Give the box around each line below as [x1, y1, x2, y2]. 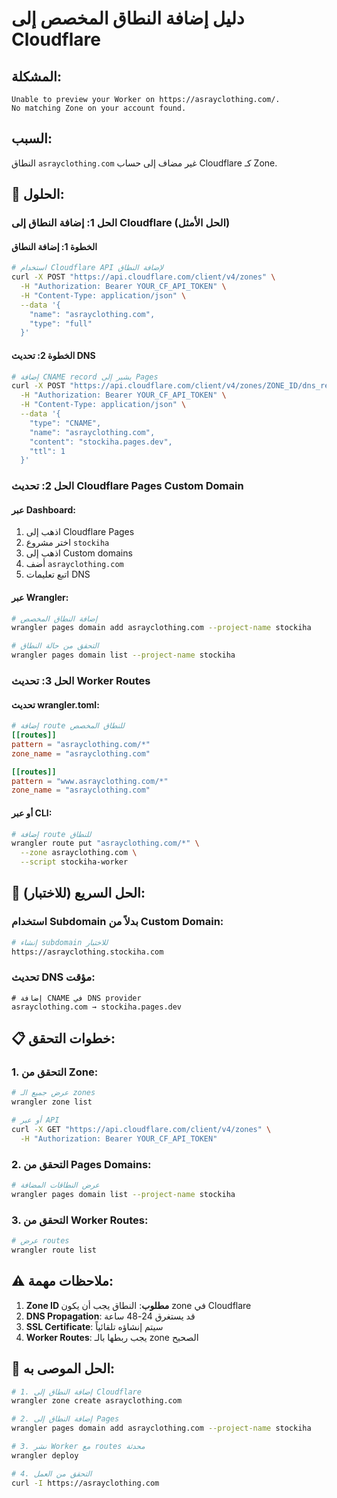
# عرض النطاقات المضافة [11, 1180, 100, 1191]
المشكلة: [11, 68, 62, 85]
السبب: [11, 130, 53, 147]
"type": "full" [29, 318, 93, 329]
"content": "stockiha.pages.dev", [29, 437, 173, 447]
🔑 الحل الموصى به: [11, 1360, 116, 1377]
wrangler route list [11, 1245, 98, 1256]
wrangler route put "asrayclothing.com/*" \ [11, 838, 200, 849]
